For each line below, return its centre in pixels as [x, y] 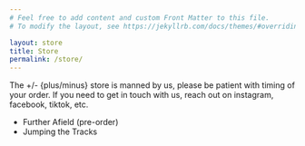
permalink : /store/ [46, 60]
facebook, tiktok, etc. [49, 104]
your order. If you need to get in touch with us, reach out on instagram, [142, 95]
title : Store [34, 51]
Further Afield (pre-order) [70, 122]
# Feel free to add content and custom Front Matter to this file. [140, 18]
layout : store [36, 43]
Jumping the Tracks [60, 131]
